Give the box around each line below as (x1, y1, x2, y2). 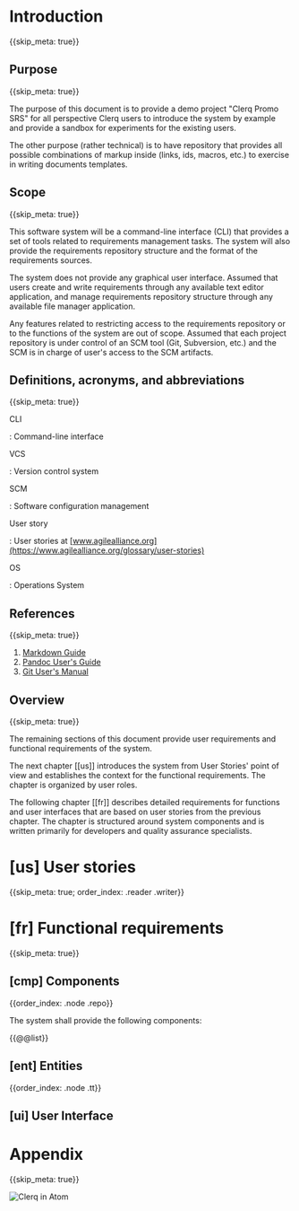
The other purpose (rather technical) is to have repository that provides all (9, 139, 283, 150)
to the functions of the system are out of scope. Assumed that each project (9, 328, 286, 338)
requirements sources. (9, 254, 92, 266)
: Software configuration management (9, 501, 149, 512)
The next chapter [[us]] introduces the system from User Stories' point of (9, 760, 279, 771)
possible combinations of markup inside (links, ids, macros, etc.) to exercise (9, 149, 289, 160)
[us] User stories (9, 857, 137, 877)
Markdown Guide (21, 647, 87, 658)
